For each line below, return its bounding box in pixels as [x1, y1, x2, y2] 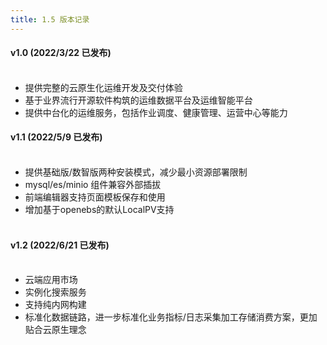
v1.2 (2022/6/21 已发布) [10, 239, 110, 251]
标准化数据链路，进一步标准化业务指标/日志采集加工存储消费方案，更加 [24, 311, 318, 323]
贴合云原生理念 [24, 324, 87, 336]
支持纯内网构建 [24, 299, 87, 311]
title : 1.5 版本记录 [10, 14, 90, 25]
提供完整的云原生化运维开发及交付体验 [24, 81, 183, 93]
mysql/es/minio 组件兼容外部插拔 [24, 179, 162, 191]
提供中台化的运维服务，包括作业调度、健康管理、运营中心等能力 [24, 106, 288, 118]
